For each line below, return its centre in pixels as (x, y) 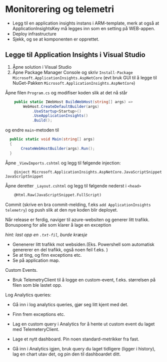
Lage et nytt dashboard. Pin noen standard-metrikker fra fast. (76, 339)
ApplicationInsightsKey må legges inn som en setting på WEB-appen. (84, 28)
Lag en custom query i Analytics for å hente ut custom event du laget (83, 324)
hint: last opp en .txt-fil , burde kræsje (46, 235)
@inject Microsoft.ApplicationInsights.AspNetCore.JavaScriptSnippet (88, 172)
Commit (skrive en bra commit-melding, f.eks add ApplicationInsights (78, 205)
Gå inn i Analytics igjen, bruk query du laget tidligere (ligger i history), (84, 348)
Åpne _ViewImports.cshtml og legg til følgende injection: (63, 163)
